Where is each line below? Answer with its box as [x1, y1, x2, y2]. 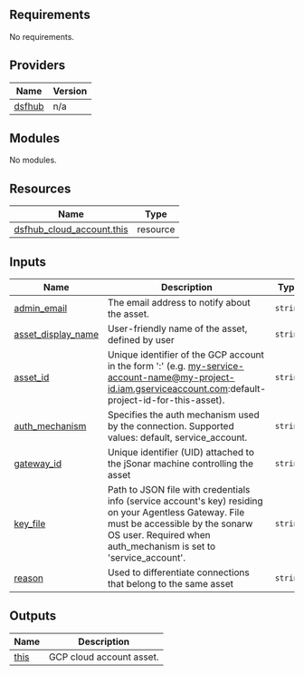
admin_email [14, 302, 68, 315]
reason [14, 572, 43, 584]
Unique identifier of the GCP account [107, 348, 265, 361]
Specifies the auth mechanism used [107, 408, 260, 421]
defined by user [107, 334, 175, 347]
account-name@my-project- [107, 371, 235, 384]
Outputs [9, 608, 57, 624]
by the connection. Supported [107, 420, 234, 433]
